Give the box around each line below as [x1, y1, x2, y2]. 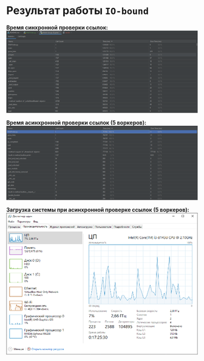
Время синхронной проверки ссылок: [6, 24, 108, 31]
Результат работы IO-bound [6, 4, 149, 18]
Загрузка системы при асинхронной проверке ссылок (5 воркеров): [6, 206, 189, 213]
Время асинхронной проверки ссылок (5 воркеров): [6, 119, 147, 126]
